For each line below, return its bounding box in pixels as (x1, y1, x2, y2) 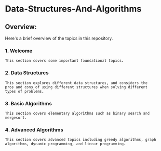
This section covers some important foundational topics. (5, 58, 124, 63)
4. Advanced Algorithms (5, 126, 64, 133)
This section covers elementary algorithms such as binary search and (5, 111, 150, 116)
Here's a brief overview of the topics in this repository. (5, 35, 113, 41)
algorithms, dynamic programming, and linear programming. (5, 141, 126, 147)
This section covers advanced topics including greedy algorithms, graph (5, 137, 157, 142)
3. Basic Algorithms (5, 100, 52, 107)
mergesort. (5, 115, 27, 120)
